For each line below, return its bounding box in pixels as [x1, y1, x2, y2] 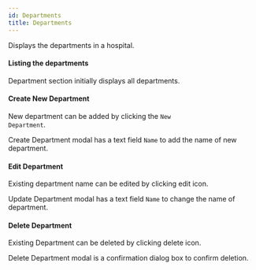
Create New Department [8, 94, 90, 103]
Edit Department [8, 161, 64, 171]
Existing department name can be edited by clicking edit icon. [8, 179, 209, 189]
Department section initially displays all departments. [8, 76, 180, 85]
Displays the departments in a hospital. [8, 40, 135, 50]
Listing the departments [8, 58, 89, 68]
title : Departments [8, 19, 72, 27]
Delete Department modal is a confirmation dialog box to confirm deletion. [8, 253, 249, 263]
